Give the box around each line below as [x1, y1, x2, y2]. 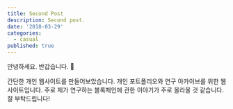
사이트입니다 [7, 86, 42, 94]
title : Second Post [7, 10, 64, 17]
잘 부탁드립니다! [7, 94, 51, 103]
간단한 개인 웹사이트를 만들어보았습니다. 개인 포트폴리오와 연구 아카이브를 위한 [7, 77, 219, 85]
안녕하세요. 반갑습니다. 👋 [7, 62, 74, 70]
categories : [7, 29, 42, 37]
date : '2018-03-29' [7, 23, 64, 30]
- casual [13, 36, 39, 43]
